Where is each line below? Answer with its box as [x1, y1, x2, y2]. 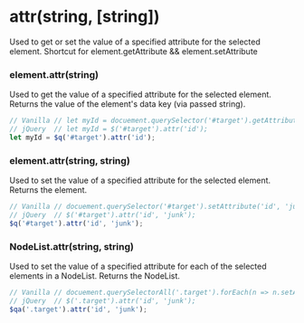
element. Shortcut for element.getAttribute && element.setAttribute [9, 45, 258, 56]
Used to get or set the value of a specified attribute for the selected [9, 36, 261, 47]
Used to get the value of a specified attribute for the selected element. [9, 89, 271, 100]
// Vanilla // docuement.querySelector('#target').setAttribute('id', [9, 202, 281, 212]
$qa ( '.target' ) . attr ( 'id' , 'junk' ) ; [9, 305, 147, 314]
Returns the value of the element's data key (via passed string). [9, 99, 246, 109]
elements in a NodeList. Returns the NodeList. [9, 271, 181, 281]
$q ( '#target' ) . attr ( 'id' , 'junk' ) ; [9, 219, 144, 228]
